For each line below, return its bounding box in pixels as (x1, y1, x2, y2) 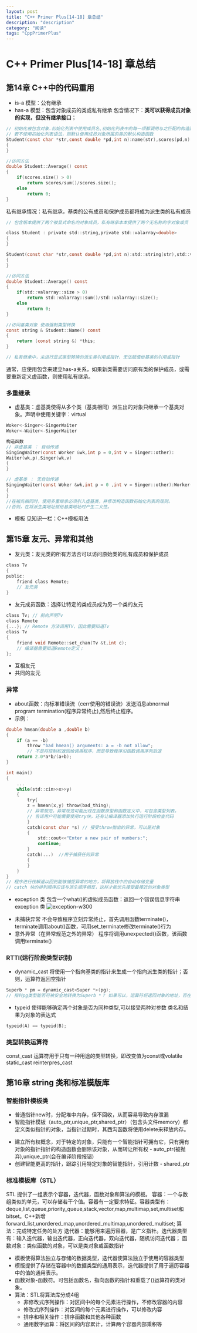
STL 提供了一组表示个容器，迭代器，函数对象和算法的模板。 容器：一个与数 (6, 1191, 188, 1198)
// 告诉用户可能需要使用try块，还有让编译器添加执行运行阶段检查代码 (27, 814, 174, 819)
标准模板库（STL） (6, 1176, 60, 1184)
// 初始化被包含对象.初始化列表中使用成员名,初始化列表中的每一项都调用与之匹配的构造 (6, 126, 189, 132)
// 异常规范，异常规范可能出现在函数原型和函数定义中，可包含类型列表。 (27, 808, 179, 814)
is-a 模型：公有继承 (14, 99, 62, 106)
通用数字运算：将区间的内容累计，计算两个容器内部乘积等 (23, 1321, 162, 1328)
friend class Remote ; (16, 579, 69, 585)
